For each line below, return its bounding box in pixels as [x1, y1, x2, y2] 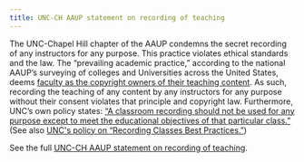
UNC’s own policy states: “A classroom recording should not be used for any [9, 105, 295, 116]
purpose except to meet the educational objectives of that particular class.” [9, 115, 291, 126]
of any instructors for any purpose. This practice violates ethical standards [9, 47, 289, 59]
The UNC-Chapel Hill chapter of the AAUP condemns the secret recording [9, 38, 288, 49]
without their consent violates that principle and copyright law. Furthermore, [9, 96, 293, 107]
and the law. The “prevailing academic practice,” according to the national [9, 57, 286, 68]
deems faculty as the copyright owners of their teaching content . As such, [9, 76, 288, 87]
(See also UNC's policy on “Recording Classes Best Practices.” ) [9, 124, 248, 136]
